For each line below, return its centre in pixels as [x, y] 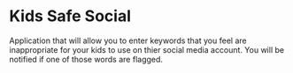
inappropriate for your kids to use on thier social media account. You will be [147, 49]
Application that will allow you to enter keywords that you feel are [128, 40]
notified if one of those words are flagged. [86, 59]
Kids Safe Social [70, 16]
